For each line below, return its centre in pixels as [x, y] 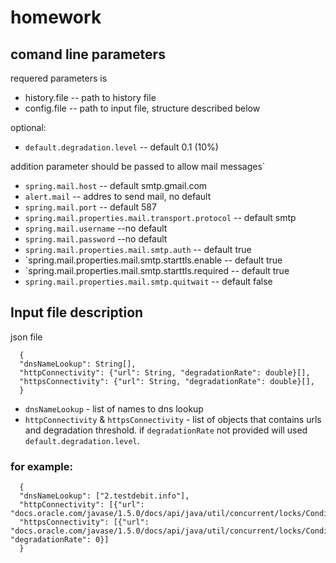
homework [56, 17]
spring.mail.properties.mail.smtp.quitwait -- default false [148, 281]
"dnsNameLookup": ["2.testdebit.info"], [104, 496]
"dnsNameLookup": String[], [78, 364]
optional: [28, 127]
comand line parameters [88, 54]
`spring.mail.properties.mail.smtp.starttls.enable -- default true [153, 260]
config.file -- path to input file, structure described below [142, 108]
